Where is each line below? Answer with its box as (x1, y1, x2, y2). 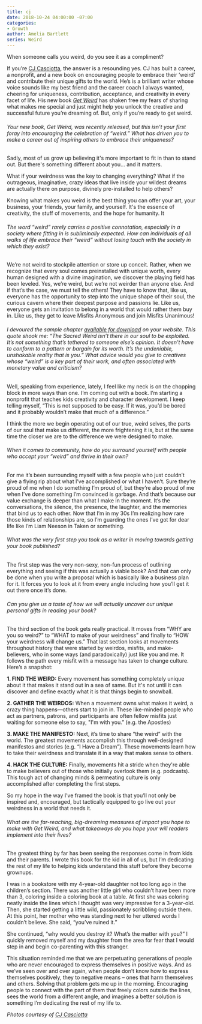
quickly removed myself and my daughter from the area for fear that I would (7, 937, 194, 944)
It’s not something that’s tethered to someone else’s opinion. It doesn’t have (7, 339, 194, 346)
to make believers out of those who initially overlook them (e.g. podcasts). (7, 768, 190, 775)
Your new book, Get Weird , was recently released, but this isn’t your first (7, 123, 186, 130)
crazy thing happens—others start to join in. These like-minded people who (7, 706, 194, 713)
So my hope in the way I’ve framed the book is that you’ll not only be (7, 792, 176, 799)
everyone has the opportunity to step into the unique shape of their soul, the (7, 293, 195, 300)
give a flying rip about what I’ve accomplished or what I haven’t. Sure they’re (7, 478, 196, 485)
